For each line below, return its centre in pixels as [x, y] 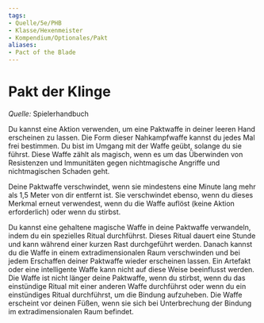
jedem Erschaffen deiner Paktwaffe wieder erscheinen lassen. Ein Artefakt [130, 261]
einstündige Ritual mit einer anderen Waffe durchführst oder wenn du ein [127, 286]
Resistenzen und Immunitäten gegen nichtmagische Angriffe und [114, 163]
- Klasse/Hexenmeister [46, 30]
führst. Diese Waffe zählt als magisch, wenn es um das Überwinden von [126, 154]
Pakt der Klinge [59, 92]
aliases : [23, 45]
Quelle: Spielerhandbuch [49, 113]
